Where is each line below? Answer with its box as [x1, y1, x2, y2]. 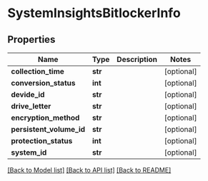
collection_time [11, 66, 64, 76]
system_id [11, 148, 47, 157]
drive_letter [11, 101, 51, 111]
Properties [7, 33, 56, 46]
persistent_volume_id [11, 125, 86, 134]
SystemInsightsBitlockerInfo [7, 5, 181, 21]
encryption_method [11, 113, 80, 123]
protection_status [11, 136, 73, 145]
